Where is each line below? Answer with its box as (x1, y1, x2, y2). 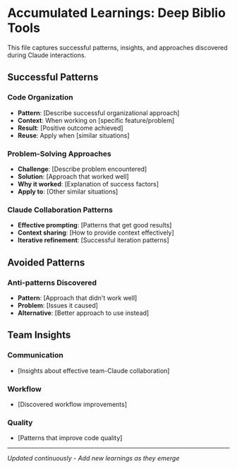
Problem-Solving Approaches (7, 148, 111, 158)
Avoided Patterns (7, 256, 85, 268)
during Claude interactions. (7, 51, 87, 59)
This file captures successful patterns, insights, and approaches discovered (7, 43, 228, 52)
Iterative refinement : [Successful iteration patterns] (17, 236, 169, 244)
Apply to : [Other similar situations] (17, 187, 119, 196)
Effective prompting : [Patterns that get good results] (17, 221, 172, 230)
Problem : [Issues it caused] (17, 301, 99, 309)
